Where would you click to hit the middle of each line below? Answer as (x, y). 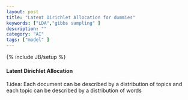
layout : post (23, 12)
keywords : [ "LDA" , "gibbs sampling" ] (53, 23)
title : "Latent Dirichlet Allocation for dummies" (71, 17)
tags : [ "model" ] (28, 40)
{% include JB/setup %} (36, 57)
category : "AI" (25, 34)
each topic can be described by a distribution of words (74, 90)
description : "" (26, 29)
